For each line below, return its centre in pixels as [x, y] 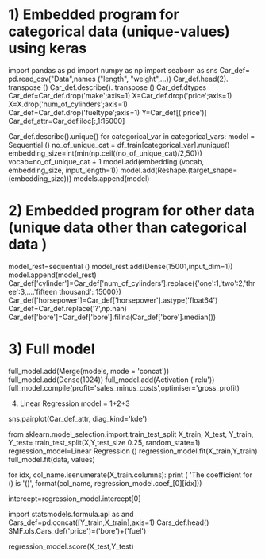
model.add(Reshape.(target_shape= [179, 170]
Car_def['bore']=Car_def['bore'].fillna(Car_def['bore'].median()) [112, 317]
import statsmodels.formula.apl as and [71, 514]
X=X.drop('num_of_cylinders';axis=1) [68, 104]
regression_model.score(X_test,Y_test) [71, 546]
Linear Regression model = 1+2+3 [75, 403]
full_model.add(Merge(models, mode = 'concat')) [89, 371]
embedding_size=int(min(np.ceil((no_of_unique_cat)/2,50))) [105, 153]
